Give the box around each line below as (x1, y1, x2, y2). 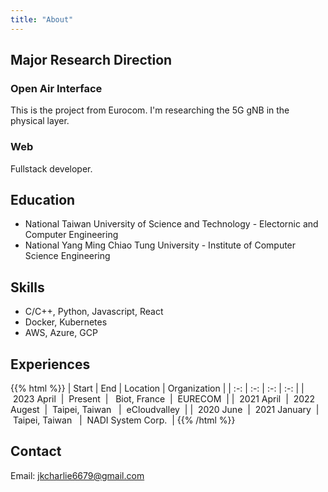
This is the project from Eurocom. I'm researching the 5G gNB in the (10, 104, 290, 116)
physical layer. (10, 115, 70, 127)
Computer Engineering (24, 229, 119, 241)
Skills (10, 279, 45, 296)
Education (10, 192, 76, 208)
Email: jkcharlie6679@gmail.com (10, 469, 145, 481)
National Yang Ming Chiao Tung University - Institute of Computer (24, 239, 297, 251)
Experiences (10, 356, 91, 373)
